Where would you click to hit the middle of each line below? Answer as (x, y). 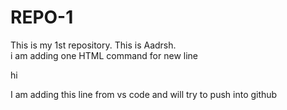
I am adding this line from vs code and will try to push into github (144, 94)
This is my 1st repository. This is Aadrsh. (93, 45)
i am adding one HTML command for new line (104, 55)
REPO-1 (42, 17)
